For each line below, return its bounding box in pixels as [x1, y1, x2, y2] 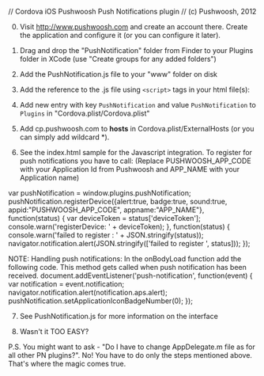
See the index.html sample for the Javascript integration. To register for [19, 148, 253, 157]
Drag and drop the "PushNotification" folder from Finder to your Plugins [19, 46, 254, 55]
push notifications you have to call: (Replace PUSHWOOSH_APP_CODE [19, 156, 251, 165]
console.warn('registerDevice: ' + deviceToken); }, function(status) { [8, 222, 231, 231]
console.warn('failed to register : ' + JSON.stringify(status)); [8, 230, 204, 240]
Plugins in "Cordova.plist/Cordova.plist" [19, 108, 150, 118]
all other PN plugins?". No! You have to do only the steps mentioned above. [8, 351, 253, 359]
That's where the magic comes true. [8, 359, 126, 368]
